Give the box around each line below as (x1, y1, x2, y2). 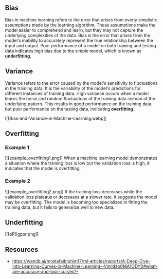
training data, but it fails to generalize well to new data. (5, 204, 115, 210)
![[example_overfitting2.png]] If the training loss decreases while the (5, 188, 143, 194)
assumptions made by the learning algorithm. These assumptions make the (5, 22, 156, 28)
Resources (5, 245, 38, 254)
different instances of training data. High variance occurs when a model (5, 90, 149, 96)
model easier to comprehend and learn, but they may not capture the (5, 27, 144, 33)
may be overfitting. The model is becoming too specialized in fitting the (5, 199, 148, 205)
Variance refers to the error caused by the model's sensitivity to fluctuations (5, 80, 158, 86)
